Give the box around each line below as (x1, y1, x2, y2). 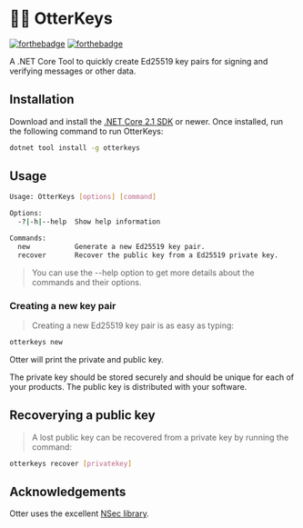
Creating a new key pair (9, 299, 116, 312)
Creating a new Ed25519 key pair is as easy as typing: (31, 320, 235, 331)
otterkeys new (9, 337, 64, 346)
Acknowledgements (9, 483, 126, 499)
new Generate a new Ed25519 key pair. (17, 242, 206, 251)
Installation (9, 92, 75, 107)
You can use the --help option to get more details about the (31, 267, 255, 278)
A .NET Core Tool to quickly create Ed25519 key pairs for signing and (9, 55, 268, 66)
